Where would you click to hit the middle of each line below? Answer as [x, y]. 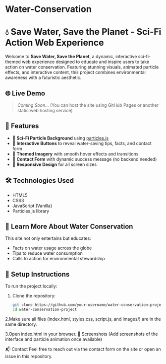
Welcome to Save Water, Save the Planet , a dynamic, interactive [71, 57]
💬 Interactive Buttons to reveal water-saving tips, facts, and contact [82, 143]
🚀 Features [22, 126]
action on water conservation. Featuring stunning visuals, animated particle [82, 67]
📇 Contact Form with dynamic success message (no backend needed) [84, 159]
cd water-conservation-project [45, 310]
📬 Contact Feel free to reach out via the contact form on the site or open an [83, 349]
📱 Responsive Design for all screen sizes [55, 164]
